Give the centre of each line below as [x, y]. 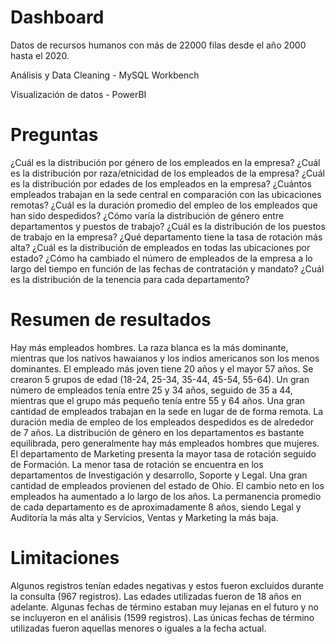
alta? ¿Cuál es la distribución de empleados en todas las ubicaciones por [160, 247]
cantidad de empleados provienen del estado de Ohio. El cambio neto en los [167, 485]
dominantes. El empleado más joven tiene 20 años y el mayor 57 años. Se [162, 368]
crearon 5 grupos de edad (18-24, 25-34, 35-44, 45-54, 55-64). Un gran [160, 379]
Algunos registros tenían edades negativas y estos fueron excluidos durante [167, 585]
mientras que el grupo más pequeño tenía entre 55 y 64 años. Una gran [158, 400]
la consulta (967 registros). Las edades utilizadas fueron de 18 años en [156, 596]
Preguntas [54, 135]
